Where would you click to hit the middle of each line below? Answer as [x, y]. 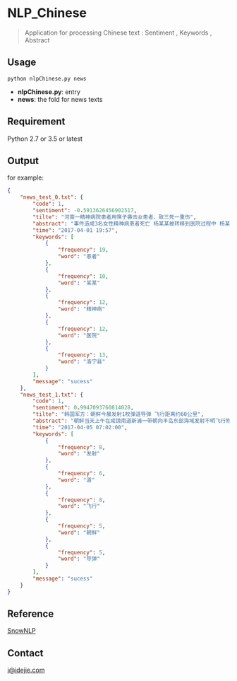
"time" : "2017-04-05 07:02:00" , [80, 427]
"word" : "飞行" [79, 506]
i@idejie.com [26, 670]
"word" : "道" [76, 480]
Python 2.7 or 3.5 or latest [45, 139]
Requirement [36, 122]
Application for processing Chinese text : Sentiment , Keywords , [118, 33]
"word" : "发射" [79, 454]
